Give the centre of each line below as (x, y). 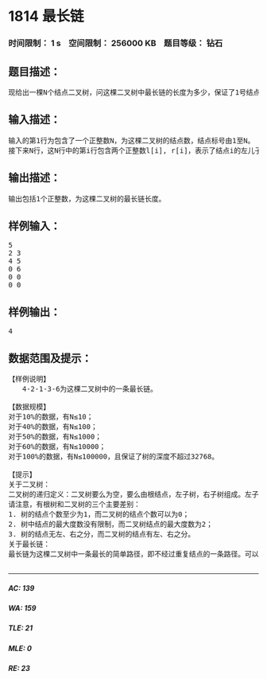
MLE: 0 (20, 648)
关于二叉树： (29, 484)
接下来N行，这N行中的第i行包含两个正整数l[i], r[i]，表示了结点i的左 (128, 150)
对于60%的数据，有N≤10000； (57, 446)
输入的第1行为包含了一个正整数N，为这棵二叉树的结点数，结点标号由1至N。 (132, 140)
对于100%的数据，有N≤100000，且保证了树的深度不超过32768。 (114, 456)
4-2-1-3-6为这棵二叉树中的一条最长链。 (89, 388)
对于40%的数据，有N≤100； (53, 426)
